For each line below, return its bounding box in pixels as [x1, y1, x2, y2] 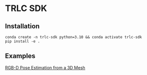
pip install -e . [5, 39, 40, 44]
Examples [5, 52, 35, 60]
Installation [5, 22, 40, 30]
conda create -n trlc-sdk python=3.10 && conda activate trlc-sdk [5, 35, 142, 39]
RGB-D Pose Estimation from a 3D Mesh [5, 64, 86, 70]
